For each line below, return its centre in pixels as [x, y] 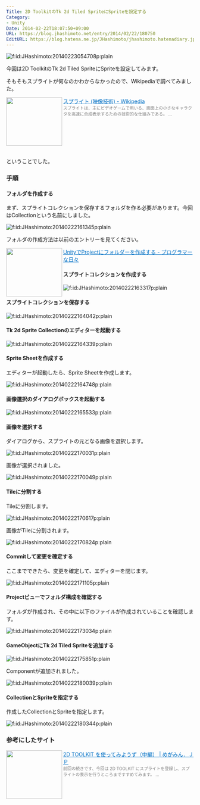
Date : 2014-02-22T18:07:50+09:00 [48, 28]
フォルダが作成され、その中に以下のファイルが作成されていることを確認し [97, 611]
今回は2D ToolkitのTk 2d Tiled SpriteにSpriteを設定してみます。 [84, 68]
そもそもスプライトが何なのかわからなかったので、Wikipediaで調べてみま [96, 81]
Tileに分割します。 [29, 506]
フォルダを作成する [30, 194]
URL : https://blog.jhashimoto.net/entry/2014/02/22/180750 [81, 34]
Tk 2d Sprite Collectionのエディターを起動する [64, 330]
